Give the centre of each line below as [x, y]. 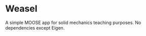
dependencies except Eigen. [35, 27]
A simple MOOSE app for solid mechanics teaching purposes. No [73, 22]
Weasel [21, 9]
